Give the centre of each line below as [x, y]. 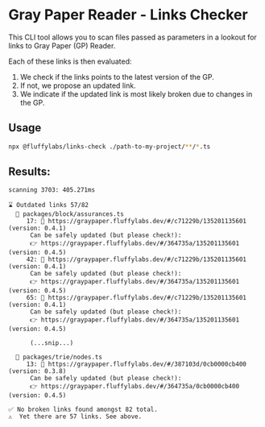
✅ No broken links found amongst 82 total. [83, 410]
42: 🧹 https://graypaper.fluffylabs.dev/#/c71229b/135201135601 [137, 259]
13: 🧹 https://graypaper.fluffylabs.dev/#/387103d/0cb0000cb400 [137, 364]
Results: [29, 172]
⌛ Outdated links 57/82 [48, 205]
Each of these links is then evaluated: [70, 61]
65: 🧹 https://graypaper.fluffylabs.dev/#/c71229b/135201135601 [137, 298]
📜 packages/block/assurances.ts [70, 214]
